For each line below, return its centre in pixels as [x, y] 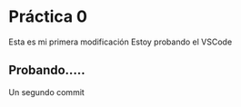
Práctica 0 [48, 17]
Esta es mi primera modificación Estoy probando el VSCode [120, 42]
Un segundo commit [47, 92]
